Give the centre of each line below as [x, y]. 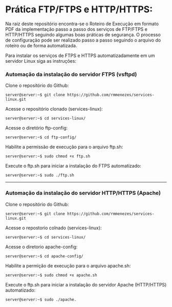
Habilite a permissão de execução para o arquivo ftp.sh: [64, 147]
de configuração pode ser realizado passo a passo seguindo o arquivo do [83, 40]
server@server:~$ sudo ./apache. [41, 299]
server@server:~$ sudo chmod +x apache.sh [51, 275]
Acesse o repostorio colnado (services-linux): [53, 228]
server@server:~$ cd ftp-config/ [41, 137]
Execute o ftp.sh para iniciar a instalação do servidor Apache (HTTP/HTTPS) [86, 284]
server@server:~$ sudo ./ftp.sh [40, 175]
